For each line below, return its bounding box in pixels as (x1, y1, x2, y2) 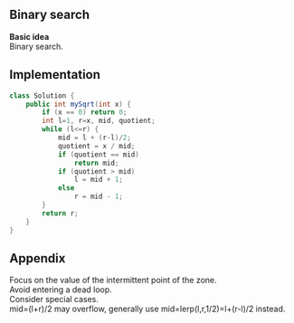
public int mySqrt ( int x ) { (25, 100, 131, 109)
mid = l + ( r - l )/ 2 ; (57, 133, 131, 142)
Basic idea (9, 31, 50, 42)
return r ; (42, 208, 79, 218)
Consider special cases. (9, 294, 100, 305)
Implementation (9, 67, 101, 82)
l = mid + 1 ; (73, 176, 124, 185)
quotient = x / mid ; (57, 141, 136, 150)
